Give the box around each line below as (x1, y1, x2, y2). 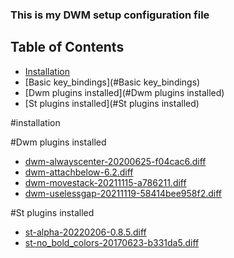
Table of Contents (10, 39, 125, 56)
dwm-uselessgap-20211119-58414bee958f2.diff (24, 187, 223, 199)
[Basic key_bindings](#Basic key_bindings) (24, 76, 201, 88)
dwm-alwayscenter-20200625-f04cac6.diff (24, 155, 207, 167)
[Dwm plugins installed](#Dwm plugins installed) (24, 86, 225, 98)
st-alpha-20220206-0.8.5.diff (24, 226, 147, 238)
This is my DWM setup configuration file (10, 8, 210, 22)
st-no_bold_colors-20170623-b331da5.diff (24, 236, 200, 248)
